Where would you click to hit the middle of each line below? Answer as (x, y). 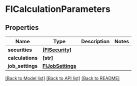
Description (95, 42)
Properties (22, 28)
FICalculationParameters (58, 9)
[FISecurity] (57, 50)
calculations (23, 58)
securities (20, 50)
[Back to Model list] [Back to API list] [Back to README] (62, 78)
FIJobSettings (59, 66)
